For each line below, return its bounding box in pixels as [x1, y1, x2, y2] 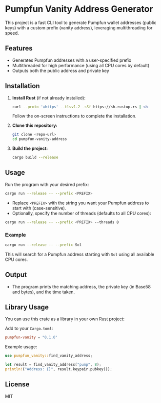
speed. [5, 30, 19, 36]
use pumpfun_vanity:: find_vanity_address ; [5, 354, 93, 358]
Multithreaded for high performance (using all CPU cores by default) [12, 62, 150, 68]
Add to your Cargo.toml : [5, 326, 53, 332]
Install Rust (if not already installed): [12, 95, 86, 101]
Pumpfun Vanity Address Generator [5, 3, 153, 15]
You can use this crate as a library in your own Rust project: [5, 316, 125, 322]
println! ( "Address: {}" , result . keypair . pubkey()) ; [5, 367, 112, 372]
